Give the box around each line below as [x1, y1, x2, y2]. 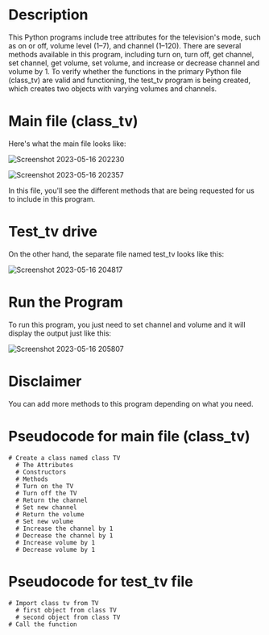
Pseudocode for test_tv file [8, 572, 193, 591]
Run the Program [8, 293, 123, 311]
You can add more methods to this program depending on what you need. [8, 399, 254, 408]
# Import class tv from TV [8, 599, 99, 607]
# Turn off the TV [15, 489, 78, 497]
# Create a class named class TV [8, 453, 121, 462]
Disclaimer [8, 372, 82, 391]
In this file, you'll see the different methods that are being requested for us [8, 186, 255, 195]
